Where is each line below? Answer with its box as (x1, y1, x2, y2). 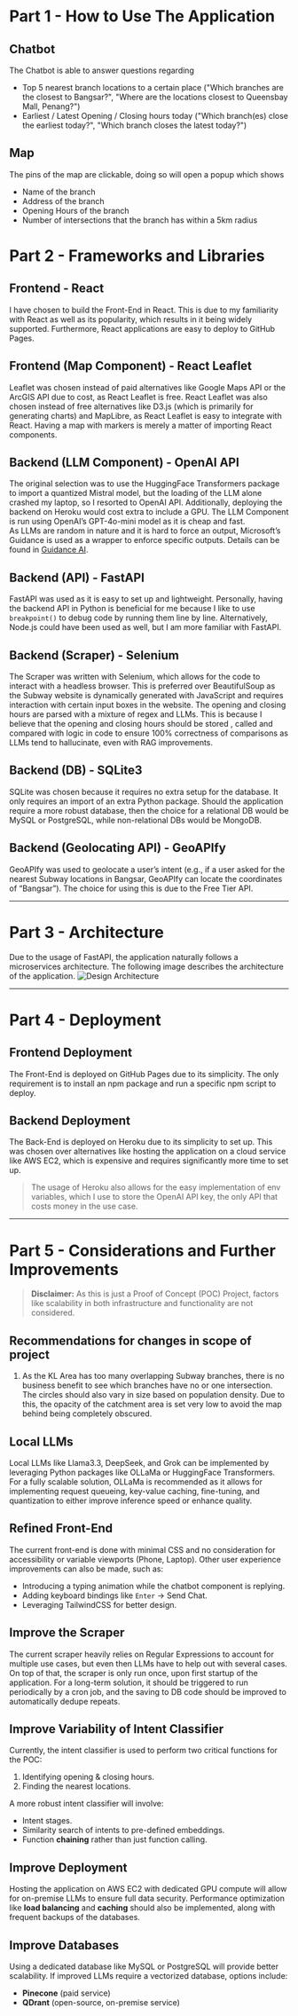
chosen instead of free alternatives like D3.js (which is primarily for (9, 401, 254, 412)
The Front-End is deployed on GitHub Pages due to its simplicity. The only (9, 1068, 279, 1079)
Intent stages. (21, 1815, 73, 1826)
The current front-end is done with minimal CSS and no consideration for (9, 1544, 276, 1555)
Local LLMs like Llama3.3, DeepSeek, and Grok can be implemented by (9, 1458, 270, 1468)
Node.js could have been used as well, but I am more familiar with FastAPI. (9, 622, 282, 633)
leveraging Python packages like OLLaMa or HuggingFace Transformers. (9, 1467, 276, 1477)
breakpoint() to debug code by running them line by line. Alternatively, (9, 612, 268, 623)
